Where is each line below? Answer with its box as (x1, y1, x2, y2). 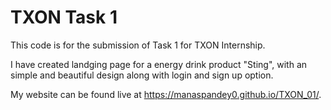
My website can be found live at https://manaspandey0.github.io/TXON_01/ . (10, 88, 322, 100)
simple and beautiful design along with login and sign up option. (10, 69, 274, 81)
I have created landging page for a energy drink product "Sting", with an (10, 58, 308, 70)
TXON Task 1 (10, 6, 118, 29)
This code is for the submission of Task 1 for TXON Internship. (10, 39, 266, 51)
